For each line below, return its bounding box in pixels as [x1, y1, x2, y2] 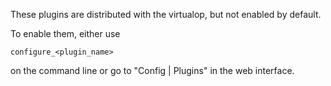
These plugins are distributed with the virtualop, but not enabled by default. [10, 9, 322, 20]
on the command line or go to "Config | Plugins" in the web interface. [10, 65, 295, 76]
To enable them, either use [10, 28, 121, 39]
